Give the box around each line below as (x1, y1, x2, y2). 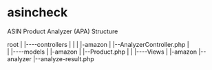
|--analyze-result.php (33, 54, 94, 63)
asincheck (7, 5, 68, 20)
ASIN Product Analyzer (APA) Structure (7, 27, 118, 35)
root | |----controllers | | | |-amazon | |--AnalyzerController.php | (7, 40, 189, 48)
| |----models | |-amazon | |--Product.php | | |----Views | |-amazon (7, 48, 198, 56)
